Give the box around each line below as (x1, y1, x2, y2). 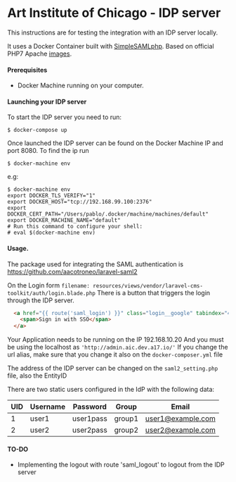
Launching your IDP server (7, 97, 87, 106)
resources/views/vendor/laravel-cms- (92, 282, 204, 290)
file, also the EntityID (7, 371, 67, 380)
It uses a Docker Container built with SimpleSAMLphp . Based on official (7, 42, 214, 50)
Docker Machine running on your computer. (17, 81, 144, 89)
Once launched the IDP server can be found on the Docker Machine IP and (7, 139, 223, 147)
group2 (114, 425, 139, 435)
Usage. (7, 244, 29, 252)
